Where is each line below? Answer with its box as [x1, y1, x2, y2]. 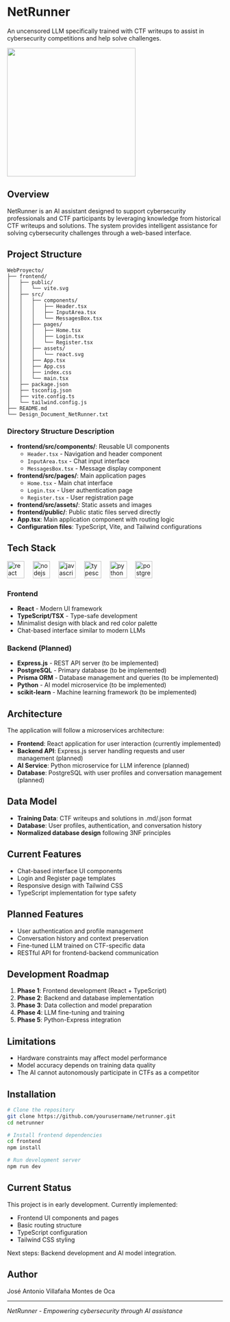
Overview [7, 189, 50, 200]
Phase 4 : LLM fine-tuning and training [16, 1008, 125, 1017]
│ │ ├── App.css [7, 363, 66, 370]
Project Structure [7, 248, 82, 261]
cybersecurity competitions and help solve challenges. [7, 34, 162, 42]
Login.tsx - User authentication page [27, 486, 133, 494]
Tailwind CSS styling [16, 1236, 75, 1244]
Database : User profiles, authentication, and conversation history [16, 821, 202, 829]
